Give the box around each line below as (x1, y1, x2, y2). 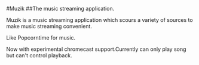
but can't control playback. (6, 52, 73, 58)
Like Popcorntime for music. (6, 34, 76, 41)
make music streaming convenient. (6, 23, 93, 30)
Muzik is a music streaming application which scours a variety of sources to (6, 17, 193, 23)
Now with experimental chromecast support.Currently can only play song (6, 45, 186, 53)
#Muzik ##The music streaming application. (6, 5, 115, 12)
